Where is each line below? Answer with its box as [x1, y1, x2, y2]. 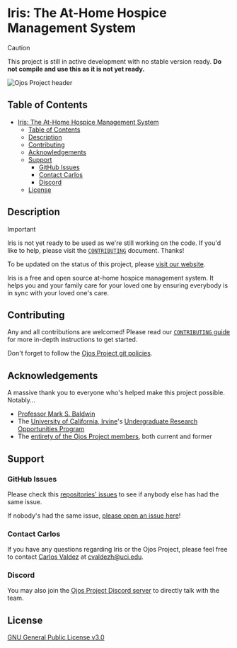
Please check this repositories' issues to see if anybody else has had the [7, 490, 219, 499]
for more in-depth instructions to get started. [7, 335, 138, 344]
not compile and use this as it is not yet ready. [7, 64, 145, 73]
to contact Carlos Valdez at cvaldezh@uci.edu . [7, 552, 144, 561]
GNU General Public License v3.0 [7, 633, 105, 642]
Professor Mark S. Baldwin [17, 409, 96, 419]
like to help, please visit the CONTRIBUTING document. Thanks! [7, 246, 185, 254]
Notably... [7, 396, 35, 404]
